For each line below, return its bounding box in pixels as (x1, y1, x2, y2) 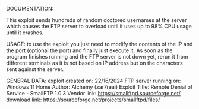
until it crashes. (6, 29, 44, 36)
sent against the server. (6, 66, 64, 73)
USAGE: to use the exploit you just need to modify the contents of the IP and (6, 41, 193, 47)
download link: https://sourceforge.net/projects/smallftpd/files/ (6, 96, 160, 103)
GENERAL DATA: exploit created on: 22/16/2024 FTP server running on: (6, 77, 181, 84)
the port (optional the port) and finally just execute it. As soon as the (6, 47, 173, 54)
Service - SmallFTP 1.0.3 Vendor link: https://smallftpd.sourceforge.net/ (6, 90, 181, 97)
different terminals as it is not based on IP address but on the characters (6, 59, 183, 66)
